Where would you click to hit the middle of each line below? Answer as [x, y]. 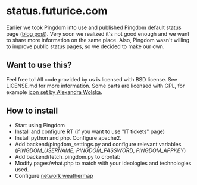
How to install [32, 111]
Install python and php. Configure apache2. [68, 137]
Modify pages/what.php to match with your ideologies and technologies [103, 163]
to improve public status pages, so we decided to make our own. [85, 46]
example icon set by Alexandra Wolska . [54, 92]
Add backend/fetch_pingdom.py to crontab [68, 156]
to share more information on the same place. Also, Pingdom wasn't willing [98, 40]
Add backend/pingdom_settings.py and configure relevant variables [98, 144]
